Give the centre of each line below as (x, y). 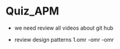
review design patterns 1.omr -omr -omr (64, 39)
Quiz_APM (33, 11)
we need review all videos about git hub (64, 28)
